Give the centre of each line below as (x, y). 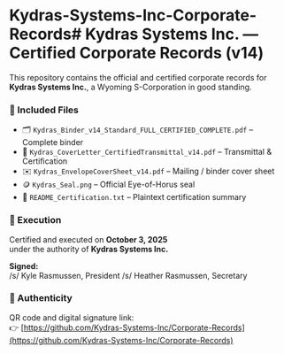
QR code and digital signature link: (72, 317)
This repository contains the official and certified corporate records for (138, 77)
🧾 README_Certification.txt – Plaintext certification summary (134, 197)
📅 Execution (35, 220)
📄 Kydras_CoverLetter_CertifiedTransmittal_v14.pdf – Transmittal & (147, 152)
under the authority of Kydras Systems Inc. (89, 249)
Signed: (24, 265)
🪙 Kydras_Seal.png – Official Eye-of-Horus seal (108, 185)
